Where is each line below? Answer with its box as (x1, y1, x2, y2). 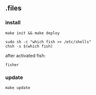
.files (5, 4, 22, 13)
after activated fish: (5, 52, 46, 58)
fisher (5, 62, 19, 67)
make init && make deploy (5, 30, 60, 36)
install (5, 19, 21, 26)
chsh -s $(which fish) (5, 44, 53, 49)
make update (5, 85, 30, 90)
